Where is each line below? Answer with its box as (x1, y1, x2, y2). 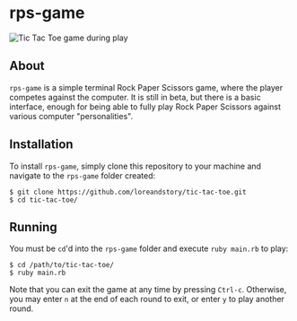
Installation (9, 137, 74, 152)
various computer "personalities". (9, 110, 133, 121)
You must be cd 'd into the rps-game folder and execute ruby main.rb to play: (9, 243, 289, 254)
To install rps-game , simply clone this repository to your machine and (9, 160, 262, 171)
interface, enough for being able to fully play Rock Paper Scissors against (9, 101, 281, 112)
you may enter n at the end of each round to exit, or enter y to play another (9, 294, 285, 305)
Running (9, 219, 58, 235)
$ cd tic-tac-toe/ (9, 195, 78, 204)
